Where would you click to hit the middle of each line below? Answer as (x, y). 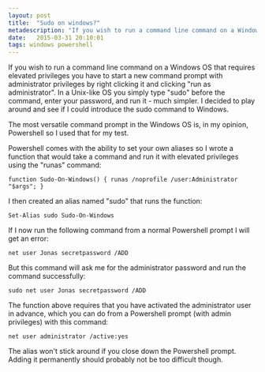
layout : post (30, 15)
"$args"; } (26, 186)
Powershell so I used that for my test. (69, 133)
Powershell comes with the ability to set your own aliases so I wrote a (121, 148)
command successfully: (47, 276)
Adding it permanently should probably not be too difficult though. (116, 359)
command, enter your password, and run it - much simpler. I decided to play (132, 101)
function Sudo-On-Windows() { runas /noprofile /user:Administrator (123, 180)
